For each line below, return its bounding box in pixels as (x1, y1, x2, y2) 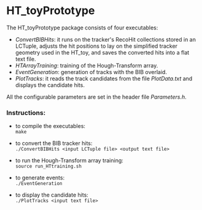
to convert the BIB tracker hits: (15, 140, 93, 147)
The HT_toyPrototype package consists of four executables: (6, 24, 158, 31)
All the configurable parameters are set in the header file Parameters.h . (6, 93, 187, 100)
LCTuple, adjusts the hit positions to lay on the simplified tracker (15, 42, 178, 50)
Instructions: (6, 108, 46, 117)
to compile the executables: (15, 122, 86, 130)
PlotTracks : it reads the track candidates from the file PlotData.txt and (15, 75, 193, 82)
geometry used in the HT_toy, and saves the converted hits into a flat (15, 48, 190, 56)
